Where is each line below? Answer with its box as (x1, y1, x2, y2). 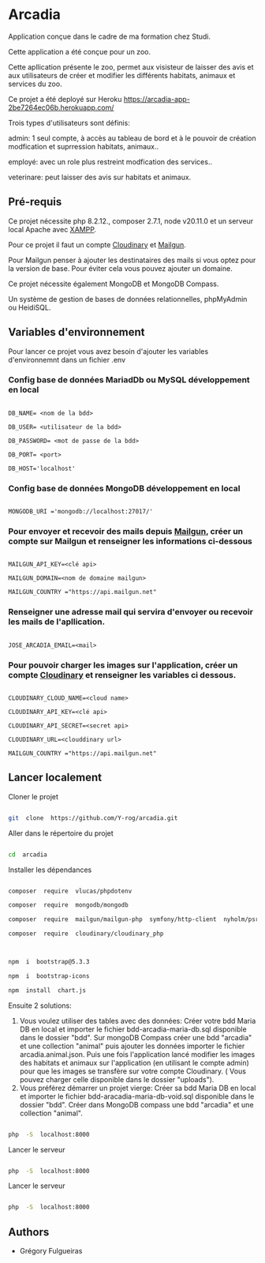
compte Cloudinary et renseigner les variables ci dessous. (8, 669, 237, 680)
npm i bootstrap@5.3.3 (8, 958, 90, 966)
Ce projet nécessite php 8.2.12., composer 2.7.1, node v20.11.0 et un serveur (8, 216, 254, 226)
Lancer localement (8, 771, 103, 784)
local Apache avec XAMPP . (8, 224, 97, 234)
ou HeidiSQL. (8, 303, 51, 312)
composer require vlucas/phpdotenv (8, 887, 132, 895)
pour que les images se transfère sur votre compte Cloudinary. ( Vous (19, 1066, 247, 1076)
